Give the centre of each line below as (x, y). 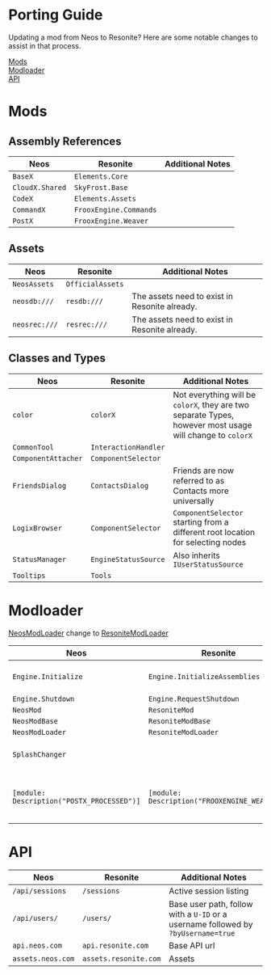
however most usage (213, 424)
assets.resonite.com (121, 959)
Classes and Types (57, 359)
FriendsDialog (40, 485)
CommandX (29, 209)
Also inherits (196, 555)
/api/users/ (35, 918)
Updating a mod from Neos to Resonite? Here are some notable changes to (133, 37)
